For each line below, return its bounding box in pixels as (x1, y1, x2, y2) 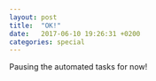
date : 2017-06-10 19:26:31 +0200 (9, 29, 141, 38)
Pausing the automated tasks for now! (9, 62, 148, 72)
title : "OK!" (9, 21, 62, 30)
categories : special (9, 37, 86, 47)
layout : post (9, 12, 58, 22)
